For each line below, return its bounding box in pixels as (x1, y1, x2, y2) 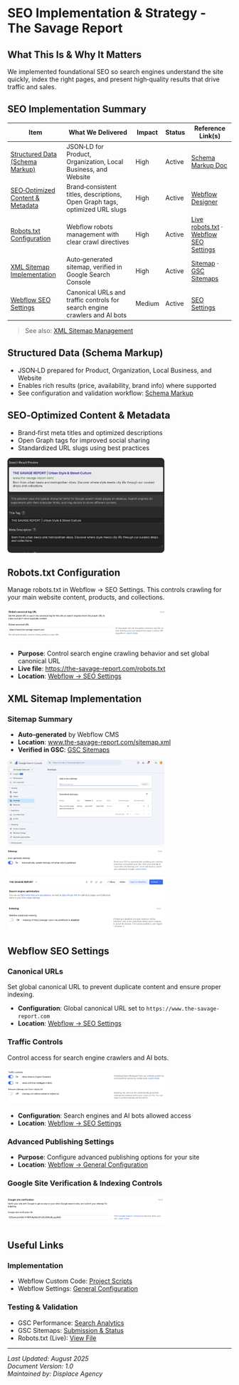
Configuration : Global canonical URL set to (17, 1004, 145, 1013)
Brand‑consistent (66, 182, 117, 190)
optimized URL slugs (66, 205, 127, 213)
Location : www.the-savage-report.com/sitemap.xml (17, 737, 171, 746)
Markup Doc (191, 161, 228, 170)
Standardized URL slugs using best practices (17, 444, 150, 452)
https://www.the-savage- (146, 1006, 220, 1013)
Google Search (66, 270, 110, 279)
